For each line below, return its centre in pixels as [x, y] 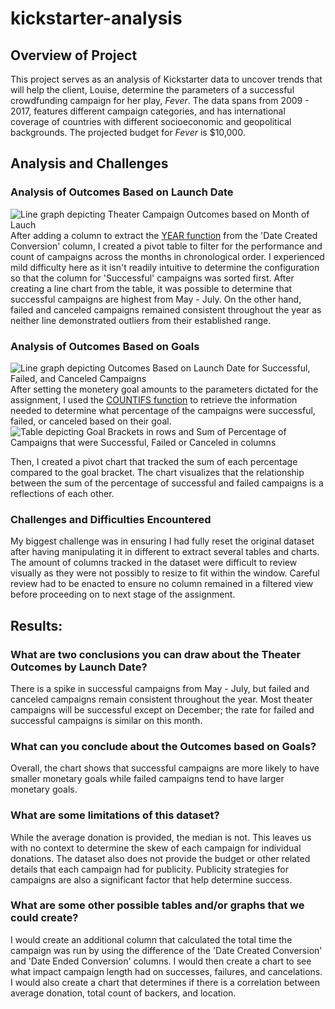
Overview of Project [74, 55]
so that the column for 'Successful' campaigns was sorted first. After [152, 278]
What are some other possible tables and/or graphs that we [157, 905]
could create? [44, 918]
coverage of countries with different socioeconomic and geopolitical [151, 121]
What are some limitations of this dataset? [115, 815]
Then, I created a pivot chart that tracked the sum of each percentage [154, 461]
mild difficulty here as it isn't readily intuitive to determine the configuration [165, 267]
